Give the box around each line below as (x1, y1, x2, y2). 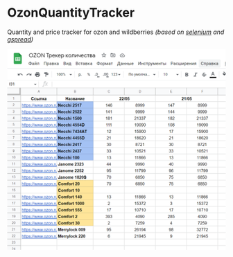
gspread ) (7, 35, 33, 43)
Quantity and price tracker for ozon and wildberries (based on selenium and (7, 28, 225, 36)
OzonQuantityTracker (7, 5, 135, 21)
